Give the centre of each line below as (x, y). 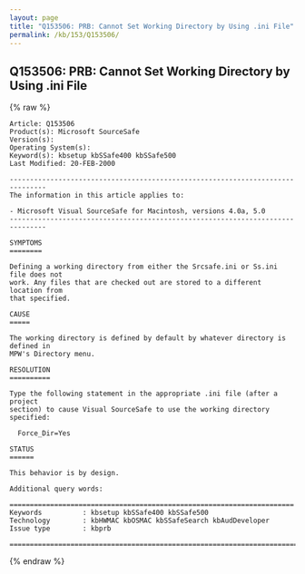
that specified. (40, 299)
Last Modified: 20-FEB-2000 (63, 164)
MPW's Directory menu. (52, 355)
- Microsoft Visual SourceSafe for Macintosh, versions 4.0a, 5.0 (138, 211)
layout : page (34, 18)
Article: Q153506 (42, 124)
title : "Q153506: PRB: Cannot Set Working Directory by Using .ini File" (152, 26)
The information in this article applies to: (97, 196)
